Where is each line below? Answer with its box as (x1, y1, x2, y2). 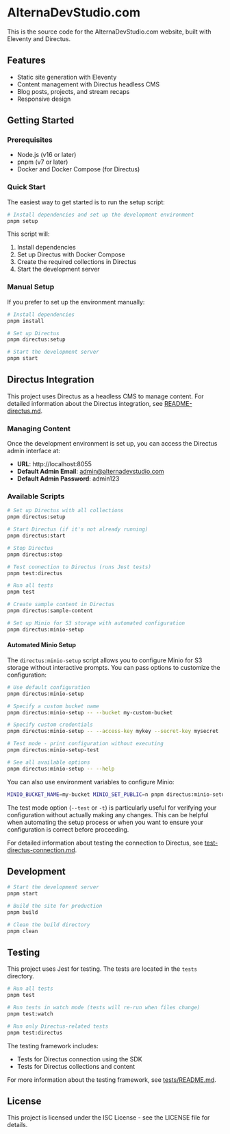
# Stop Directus (7, 544, 53, 551)
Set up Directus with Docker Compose (16, 250, 125, 258)
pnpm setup (7, 217, 38, 224)
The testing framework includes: (7, 1041, 99, 1050)
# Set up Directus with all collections (7, 507, 125, 514)
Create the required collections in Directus (16, 258, 137, 266)
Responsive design (16, 95, 71, 103)
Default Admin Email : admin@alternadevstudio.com (16, 468, 164, 476)
